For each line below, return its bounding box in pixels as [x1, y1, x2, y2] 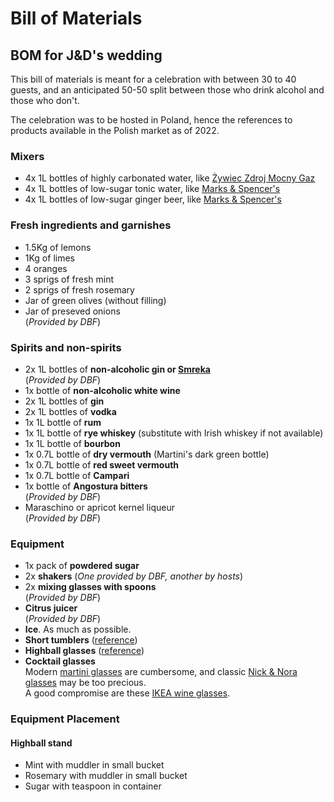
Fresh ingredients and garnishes [10, 218, 172, 232]
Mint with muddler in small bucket [24, 759, 165, 771]
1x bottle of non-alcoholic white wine [24, 384, 181, 396]
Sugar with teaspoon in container [24, 780, 162, 792]
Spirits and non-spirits [10, 340, 122, 354]
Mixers [10, 149, 45, 163]
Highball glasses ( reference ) [24, 645, 145, 657]
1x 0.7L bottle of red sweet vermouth [24, 458, 180, 471]
